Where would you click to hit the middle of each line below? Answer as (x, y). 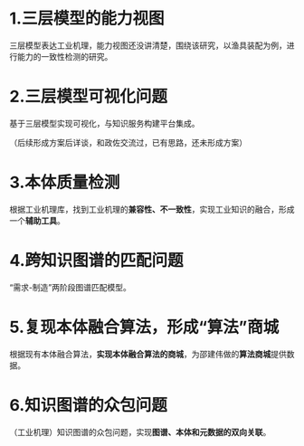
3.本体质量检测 (65, 183)
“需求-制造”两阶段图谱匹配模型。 (70, 287)
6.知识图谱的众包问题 (88, 405)
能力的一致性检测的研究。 (65, 56)
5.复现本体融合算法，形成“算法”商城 (144, 327)
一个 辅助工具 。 (37, 220)
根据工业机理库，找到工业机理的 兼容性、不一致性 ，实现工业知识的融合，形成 (152, 209)
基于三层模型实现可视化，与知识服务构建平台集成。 (104, 123)
